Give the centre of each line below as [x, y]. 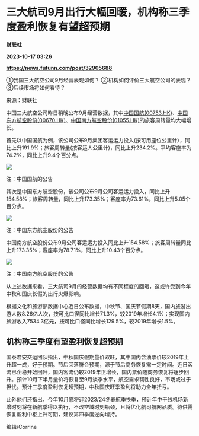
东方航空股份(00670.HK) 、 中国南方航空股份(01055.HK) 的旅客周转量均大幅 [96, 120]
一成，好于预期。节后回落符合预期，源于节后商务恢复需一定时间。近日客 [105, 364]
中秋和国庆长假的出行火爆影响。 [45, 294]
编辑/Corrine [22, 427]
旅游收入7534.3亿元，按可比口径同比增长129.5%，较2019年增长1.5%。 [92, 321]
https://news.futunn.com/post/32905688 [59, 68]
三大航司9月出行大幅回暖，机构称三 [93, 12]
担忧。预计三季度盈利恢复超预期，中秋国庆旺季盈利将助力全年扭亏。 [89, 387]
